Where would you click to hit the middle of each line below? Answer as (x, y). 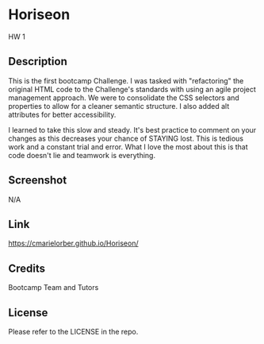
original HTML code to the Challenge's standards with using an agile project (132, 89)
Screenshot (38, 180)
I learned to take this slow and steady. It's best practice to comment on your (132, 129)
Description (38, 62)
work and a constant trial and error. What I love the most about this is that (128, 147)
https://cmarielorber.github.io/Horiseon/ (73, 243)
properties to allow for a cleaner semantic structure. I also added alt (119, 106)
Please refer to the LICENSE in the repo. (73, 332)
